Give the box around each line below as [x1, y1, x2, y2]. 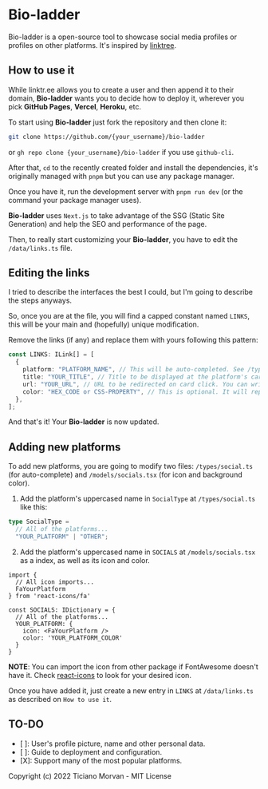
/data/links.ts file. [8, 243, 73, 252]
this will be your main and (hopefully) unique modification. [8, 319, 199, 329]
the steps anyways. [8, 295, 73, 305]
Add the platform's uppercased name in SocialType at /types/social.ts [19, 494, 256, 504]
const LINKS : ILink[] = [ [8, 351, 94, 359]
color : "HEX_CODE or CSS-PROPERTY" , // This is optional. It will [22, 387, 248, 396]
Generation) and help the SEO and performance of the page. [8, 219, 207, 228]
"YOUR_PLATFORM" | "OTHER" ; [15, 533, 109, 541]
